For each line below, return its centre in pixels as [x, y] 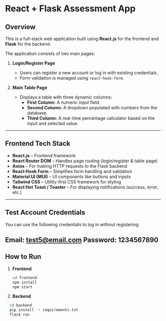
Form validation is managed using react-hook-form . [72, 78]
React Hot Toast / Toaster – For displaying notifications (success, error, [85, 187]
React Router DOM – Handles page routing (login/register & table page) [85, 161]
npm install [24, 282]
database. [37, 113]
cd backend [21, 305]
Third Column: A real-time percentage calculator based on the [91, 118]
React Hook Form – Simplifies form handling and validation [72, 171]
